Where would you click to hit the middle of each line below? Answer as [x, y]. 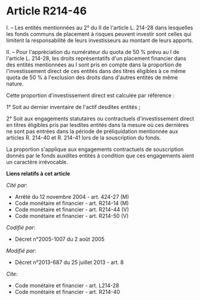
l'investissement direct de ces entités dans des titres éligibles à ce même [96, 71]
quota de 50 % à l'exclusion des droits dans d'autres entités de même [92, 77]
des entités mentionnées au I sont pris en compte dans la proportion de [94, 65]
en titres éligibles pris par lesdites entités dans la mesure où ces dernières [98, 125]
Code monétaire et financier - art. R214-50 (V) [72, 216]
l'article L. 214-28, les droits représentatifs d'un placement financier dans [96, 58]
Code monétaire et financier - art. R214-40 [67, 292]
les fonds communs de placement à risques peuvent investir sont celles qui [99, 34]
